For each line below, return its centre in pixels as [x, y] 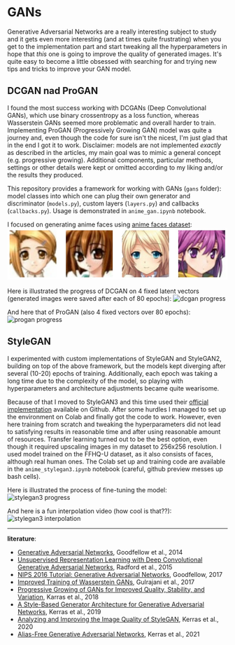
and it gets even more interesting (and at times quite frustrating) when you [114, 39]
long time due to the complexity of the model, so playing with [95, 381]
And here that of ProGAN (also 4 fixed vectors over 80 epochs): [99, 312]
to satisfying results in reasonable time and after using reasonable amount [114, 431]
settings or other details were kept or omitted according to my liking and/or [115, 167]
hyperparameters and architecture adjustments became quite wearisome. [113, 388]
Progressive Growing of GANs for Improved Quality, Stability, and [111, 589]
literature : [22, 538]
